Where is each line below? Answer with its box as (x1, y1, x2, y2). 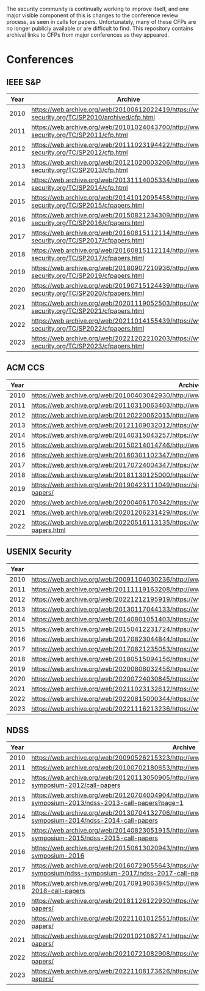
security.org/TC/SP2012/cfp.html (31, 148, 128, 157)
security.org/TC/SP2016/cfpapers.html (31, 219, 145, 227)
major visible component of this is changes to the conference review (6, 12, 179, 19)
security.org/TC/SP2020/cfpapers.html (31, 289, 145, 297)
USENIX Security (6, 547, 72, 557)
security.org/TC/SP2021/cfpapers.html (31, 307, 145, 315)
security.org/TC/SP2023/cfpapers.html (31, 342, 145, 350)
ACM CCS (6, 362, 45, 373)
